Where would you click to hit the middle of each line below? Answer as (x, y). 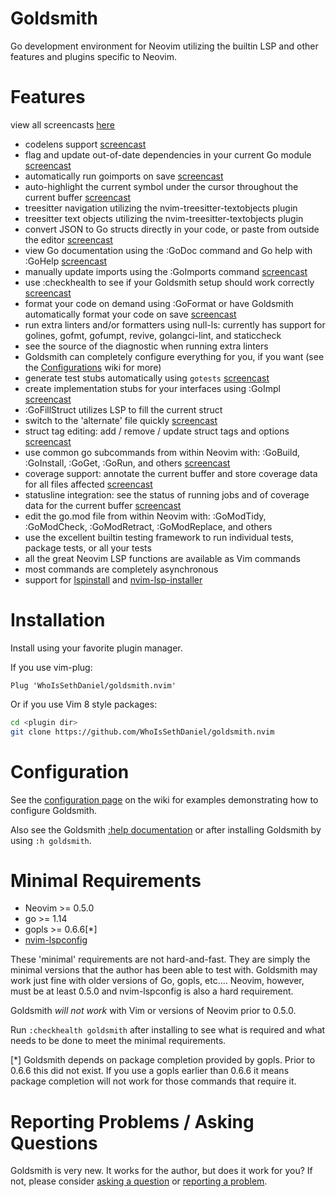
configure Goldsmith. (53, 810)
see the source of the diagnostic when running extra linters (146, 346)
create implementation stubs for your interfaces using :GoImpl (152, 388)
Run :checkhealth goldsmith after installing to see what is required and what (168, 1030)
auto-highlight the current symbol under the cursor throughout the (161, 186)
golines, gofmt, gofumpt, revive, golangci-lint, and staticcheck (153, 335)
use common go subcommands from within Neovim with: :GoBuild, (162, 452)
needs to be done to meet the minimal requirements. (118, 1041)
